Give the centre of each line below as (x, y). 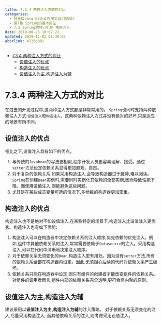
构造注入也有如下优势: (35, 227)
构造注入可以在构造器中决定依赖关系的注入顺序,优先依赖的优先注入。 (80, 238)
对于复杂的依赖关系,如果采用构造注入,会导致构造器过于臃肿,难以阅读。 (81, 173)
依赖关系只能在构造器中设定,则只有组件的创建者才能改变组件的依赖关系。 (85, 274)
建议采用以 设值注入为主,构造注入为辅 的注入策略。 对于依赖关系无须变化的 (78, 309)
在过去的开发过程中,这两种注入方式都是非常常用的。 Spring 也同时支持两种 (78, 109)
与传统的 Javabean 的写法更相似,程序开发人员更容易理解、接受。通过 (79, 161)
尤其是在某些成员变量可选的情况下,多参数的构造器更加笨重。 (72, 192)
